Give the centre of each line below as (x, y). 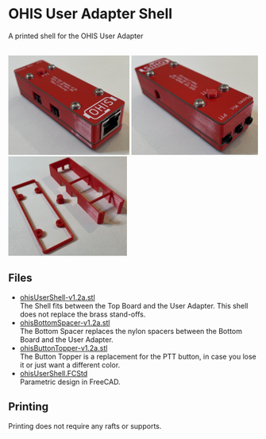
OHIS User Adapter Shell (91, 14)
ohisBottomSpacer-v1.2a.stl (65, 322)
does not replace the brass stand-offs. (83, 314)
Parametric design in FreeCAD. (70, 382)
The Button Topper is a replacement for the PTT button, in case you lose (138, 356)
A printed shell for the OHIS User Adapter (76, 36)
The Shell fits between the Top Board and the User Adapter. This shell (134, 305)
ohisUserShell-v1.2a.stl (57, 297)
